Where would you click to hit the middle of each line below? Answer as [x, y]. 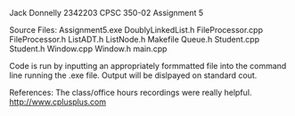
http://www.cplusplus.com [58, 102]
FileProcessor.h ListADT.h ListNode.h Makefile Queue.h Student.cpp [135, 39]
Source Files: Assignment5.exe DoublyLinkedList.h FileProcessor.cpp [136, 30]
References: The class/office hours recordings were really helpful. [131, 93]
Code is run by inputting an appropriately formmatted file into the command [148, 66]
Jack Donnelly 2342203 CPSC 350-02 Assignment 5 [107, 13]
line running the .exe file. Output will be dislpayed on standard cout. [133, 75]
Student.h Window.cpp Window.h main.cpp [88, 49]
